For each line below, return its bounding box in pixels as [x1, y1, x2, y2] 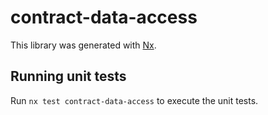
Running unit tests [10, 68, 127, 85]
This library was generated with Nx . [10, 39, 157, 51]
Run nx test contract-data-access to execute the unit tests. [10, 94, 259, 106]
